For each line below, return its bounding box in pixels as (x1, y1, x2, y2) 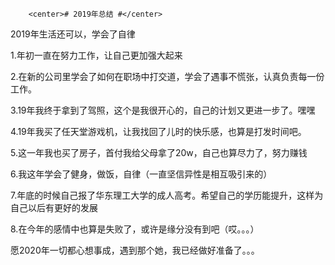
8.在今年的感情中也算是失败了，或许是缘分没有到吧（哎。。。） (10, 223, 260, 235)
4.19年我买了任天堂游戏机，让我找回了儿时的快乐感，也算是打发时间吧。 (10, 126, 307, 137)
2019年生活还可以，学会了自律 (10, 28, 136, 40)
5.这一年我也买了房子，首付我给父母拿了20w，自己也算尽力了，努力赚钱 (10, 147, 308, 158)
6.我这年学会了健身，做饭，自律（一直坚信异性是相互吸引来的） (10, 168, 273, 180)
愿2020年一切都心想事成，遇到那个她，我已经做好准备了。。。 (10, 244, 260, 256)
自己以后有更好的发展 (10, 202, 98, 213)
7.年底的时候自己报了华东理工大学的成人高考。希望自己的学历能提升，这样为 (10, 189, 324, 201)
